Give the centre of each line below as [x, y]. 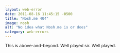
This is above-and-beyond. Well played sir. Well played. [60, 46]
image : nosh [17, 23]
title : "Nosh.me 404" [27, 18]
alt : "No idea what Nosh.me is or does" [47, 27]
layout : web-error [24, 9]
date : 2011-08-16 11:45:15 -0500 [39, 14]
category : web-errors [27, 32]
